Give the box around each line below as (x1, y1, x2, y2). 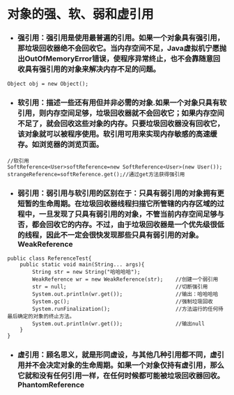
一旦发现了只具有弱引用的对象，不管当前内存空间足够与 (38, 209, 225, 219)
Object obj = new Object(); (7, 81, 89, 88)
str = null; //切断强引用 (32, 284, 208, 291)
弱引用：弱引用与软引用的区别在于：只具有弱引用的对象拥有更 (17, 188, 225, 198)
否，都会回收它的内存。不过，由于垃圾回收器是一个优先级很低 (17, 219, 225, 229)
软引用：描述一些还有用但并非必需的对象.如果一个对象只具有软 (17, 98, 227, 108)
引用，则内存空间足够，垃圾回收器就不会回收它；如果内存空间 (17, 109, 225, 118)
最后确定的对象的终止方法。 (7, 313, 75, 320)
